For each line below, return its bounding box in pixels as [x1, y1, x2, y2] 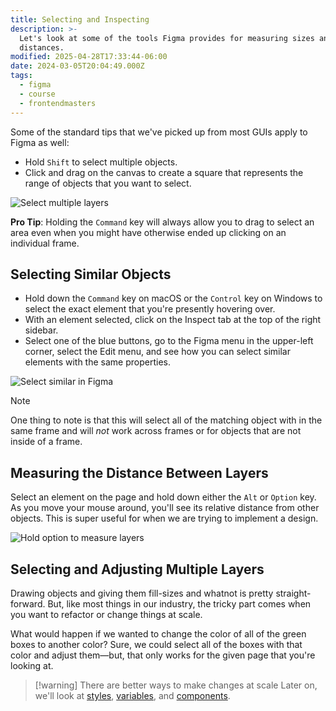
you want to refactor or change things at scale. [10, 608, 203, 620]
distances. [19, 42, 65, 53]
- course [19, 89, 56, 99]
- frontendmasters [19, 98, 97, 108]
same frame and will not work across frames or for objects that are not [10, 425, 302, 437]
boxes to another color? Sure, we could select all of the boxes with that [10, 638, 303, 650]
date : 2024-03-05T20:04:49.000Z [10, 61, 145, 71]
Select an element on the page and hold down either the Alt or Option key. [10, 491, 317, 503]
